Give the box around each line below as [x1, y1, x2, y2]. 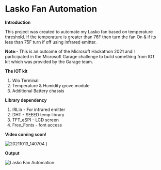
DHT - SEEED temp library [12, 111, 64, 117]
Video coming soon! [5, 131, 47, 137]
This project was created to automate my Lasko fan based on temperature [5, 29, 153, 34]
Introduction [5, 19, 31, 25]
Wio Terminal [12, 77, 39, 83]
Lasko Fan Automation [5, 3, 97, 15]
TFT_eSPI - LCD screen [12, 117, 59, 123]
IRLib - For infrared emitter [12, 107, 65, 112]
